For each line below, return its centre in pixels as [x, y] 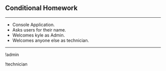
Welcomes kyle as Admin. [39, 35]
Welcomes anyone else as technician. [51, 40]
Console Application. [34, 25]
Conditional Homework [41, 8]
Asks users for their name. [39, 30]
